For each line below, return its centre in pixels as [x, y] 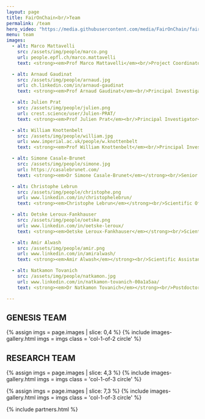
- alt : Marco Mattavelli [43, 46]
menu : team [20, 35]
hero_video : [21, 29]
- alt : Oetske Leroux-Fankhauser [54, 214]
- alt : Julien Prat [37, 102]
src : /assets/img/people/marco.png [63, 52]
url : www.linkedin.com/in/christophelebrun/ [75, 198]
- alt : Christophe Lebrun [45, 186]
